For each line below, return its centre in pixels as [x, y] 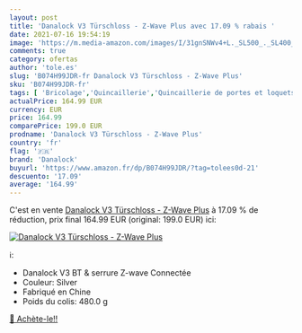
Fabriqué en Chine [57, 292]
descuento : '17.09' [46, 176]
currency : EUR [36, 110]
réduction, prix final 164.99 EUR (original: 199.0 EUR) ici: [113, 220]
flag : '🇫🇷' [31, 151]
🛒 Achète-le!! [34, 319]
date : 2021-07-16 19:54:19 [60, 34]
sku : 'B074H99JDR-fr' [50, 84]
